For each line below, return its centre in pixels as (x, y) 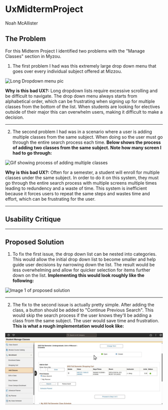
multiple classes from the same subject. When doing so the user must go (87, 137)
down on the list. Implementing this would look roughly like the (78, 275)
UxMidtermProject (44, 9)
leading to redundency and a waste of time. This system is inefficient (76, 188)
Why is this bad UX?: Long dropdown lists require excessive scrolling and (81, 91)
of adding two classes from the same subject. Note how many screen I (87, 147)
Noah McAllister (22, 23)
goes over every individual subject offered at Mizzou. (67, 71)
